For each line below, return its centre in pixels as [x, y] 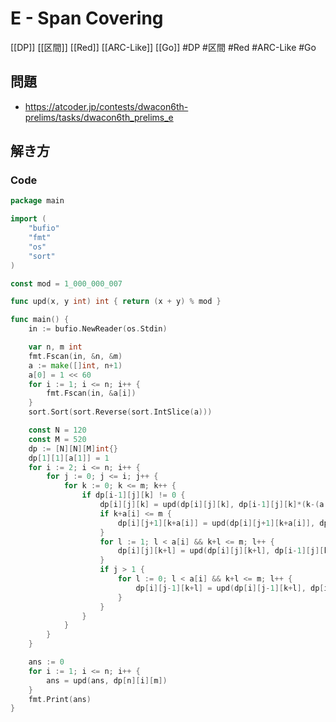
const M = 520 [57, 439]
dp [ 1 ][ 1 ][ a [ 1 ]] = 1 [69, 458]
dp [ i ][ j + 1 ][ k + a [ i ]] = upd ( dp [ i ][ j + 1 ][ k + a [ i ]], [216, 523]
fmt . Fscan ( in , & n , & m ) [75, 356]
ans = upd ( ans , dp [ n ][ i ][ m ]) [107, 680]
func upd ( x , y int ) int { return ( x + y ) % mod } [116, 302]
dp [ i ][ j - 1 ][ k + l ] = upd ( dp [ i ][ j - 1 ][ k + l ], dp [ [230, 588]
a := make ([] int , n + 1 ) [75, 365]
